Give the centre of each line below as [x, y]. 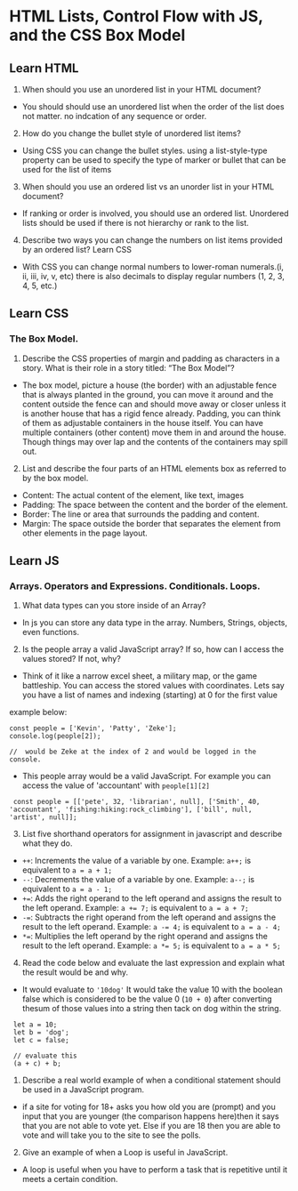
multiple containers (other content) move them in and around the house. [154, 432]
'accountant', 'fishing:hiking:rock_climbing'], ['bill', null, [131, 810]
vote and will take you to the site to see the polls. [112, 1135]
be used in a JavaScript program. [83, 1090]
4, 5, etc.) [40, 286]
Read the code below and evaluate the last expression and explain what [153, 963]
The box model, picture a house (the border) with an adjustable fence [149, 385]
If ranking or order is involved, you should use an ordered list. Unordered [155, 213]
